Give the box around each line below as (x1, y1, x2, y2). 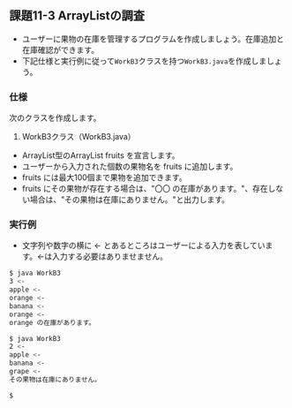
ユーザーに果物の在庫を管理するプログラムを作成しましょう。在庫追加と (21, 34, 285, 44)
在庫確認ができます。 (21, 44, 100, 55)
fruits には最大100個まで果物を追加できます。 (21, 172, 187, 183)
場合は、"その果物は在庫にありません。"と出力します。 (29, 194, 230, 205)
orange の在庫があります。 (9, 318, 95, 327)
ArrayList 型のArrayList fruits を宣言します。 (21, 150, 180, 161)
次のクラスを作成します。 (9, 113, 101, 124)
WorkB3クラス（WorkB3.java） (21, 132, 136, 142)
